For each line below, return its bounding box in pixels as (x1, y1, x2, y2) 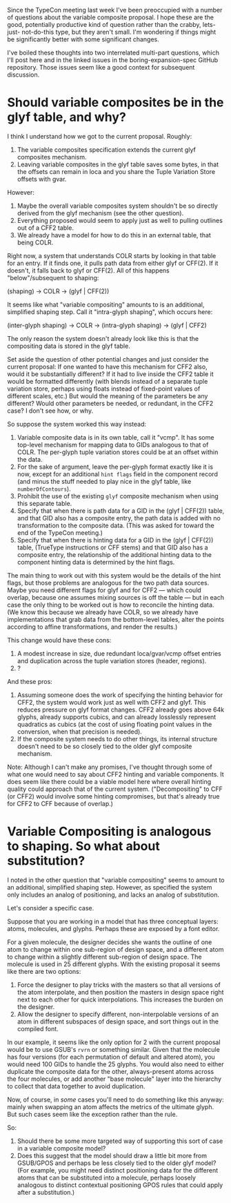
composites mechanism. (17, 153, 88, 161)
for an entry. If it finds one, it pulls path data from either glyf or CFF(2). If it (7, 259, 219, 267)
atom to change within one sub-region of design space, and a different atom (7, 945, 224, 953)
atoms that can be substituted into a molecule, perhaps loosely (17, 1173, 197, 1182)
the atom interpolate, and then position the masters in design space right (17, 988, 224, 996)
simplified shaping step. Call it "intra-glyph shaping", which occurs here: (7, 307, 213, 316)
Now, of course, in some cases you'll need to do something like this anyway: (7, 1095, 224, 1104)
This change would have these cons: (7, 636, 112, 644)
